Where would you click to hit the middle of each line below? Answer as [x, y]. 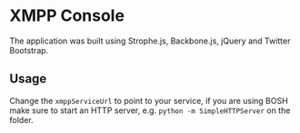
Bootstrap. [29, 50]
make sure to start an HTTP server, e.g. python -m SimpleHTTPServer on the [150, 110]
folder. [21, 119]
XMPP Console [67, 16]
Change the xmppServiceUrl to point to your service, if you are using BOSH [149, 100]
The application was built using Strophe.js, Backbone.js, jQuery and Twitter [150, 41]
